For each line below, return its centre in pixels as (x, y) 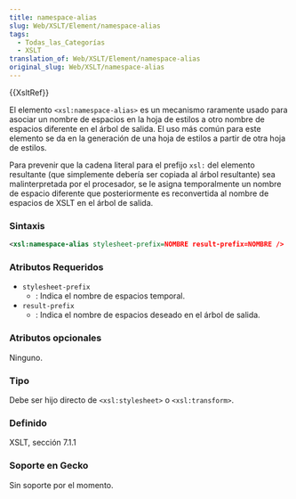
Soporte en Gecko (49, 466)
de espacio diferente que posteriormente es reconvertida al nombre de (139, 193)
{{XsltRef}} (29, 92)
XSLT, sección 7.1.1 (43, 443)
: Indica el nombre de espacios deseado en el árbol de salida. (148, 315)
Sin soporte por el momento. (61, 485)
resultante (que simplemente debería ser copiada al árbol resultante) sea (142, 174)
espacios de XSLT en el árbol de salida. (81, 202)
